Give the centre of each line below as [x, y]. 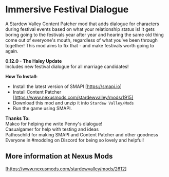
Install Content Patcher [37, 92]
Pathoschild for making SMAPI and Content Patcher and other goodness [82, 134]
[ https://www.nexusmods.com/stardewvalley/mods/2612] [66, 169]
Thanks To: [17, 118]
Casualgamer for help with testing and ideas [52, 129]
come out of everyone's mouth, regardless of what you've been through [81, 40]
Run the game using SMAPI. [42, 108]
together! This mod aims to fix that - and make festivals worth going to [80, 45]
